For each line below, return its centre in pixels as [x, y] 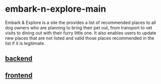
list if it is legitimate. [25, 43]
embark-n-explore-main [56, 9]
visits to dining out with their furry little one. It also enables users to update [81, 33]
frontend [19, 75]
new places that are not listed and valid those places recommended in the [80, 38]
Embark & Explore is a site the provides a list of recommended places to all [80, 22]
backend [19, 59]
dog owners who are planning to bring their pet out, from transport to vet [79, 27]
